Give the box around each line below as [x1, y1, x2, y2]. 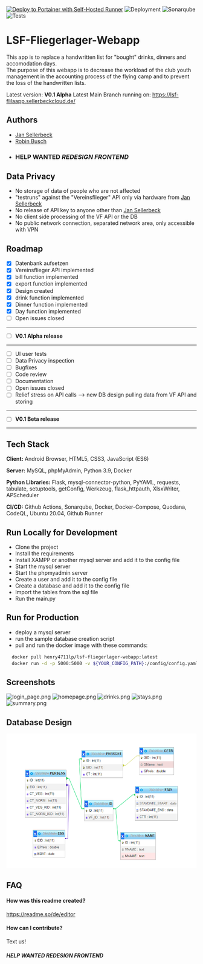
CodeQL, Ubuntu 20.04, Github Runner [6, 510, 103, 517]
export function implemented [14, 280, 88, 287]
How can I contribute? [6, 925, 63, 932]
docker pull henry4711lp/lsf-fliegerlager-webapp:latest [11, 654, 158, 660]
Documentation [14, 378, 54, 385]
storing [14, 398, 33, 406]
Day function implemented [14, 307, 82, 315]
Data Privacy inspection [14, 356, 74, 364]
